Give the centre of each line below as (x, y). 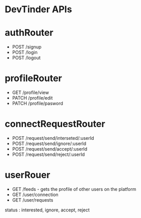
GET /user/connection (35, 195)
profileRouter (33, 78)
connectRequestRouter (55, 124)
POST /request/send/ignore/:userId (49, 143)
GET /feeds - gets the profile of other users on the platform (74, 189)
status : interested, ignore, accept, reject (47, 210)
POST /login (25, 53)
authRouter (29, 33)
